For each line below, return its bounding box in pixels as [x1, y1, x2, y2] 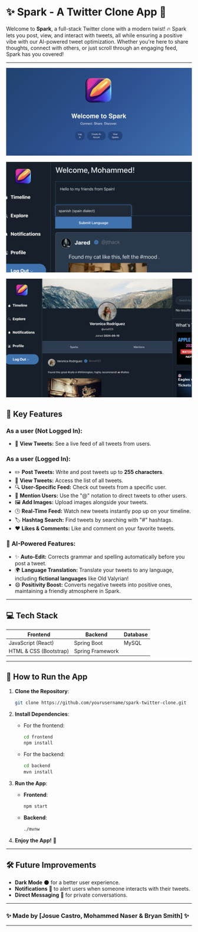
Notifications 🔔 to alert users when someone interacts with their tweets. [14, 885, 190, 892]
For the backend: [23, 751, 65, 758]
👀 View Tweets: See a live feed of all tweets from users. [14, 440, 151, 447]
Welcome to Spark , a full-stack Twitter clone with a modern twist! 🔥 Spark [6, 25, 187, 32]
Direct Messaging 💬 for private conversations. [14, 891, 128, 898]
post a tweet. [14, 559, 47, 567]
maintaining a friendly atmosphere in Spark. [14, 587, 121, 594]
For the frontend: [23, 722, 65, 729]
